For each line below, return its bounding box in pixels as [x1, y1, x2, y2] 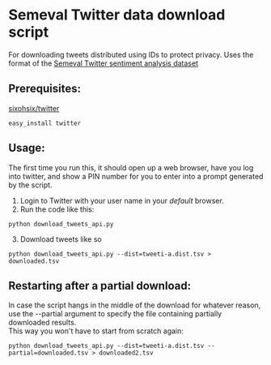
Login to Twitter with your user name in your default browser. [19, 195, 224, 205]
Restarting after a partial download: [8, 278, 192, 293]
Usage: [8, 141, 46, 155]
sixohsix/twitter [8, 103, 60, 113]
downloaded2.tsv [98, 349, 154, 358]
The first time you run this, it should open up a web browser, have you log [8, 162, 254, 172]
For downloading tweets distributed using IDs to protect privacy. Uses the [8, 49, 254, 59]
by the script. [8, 180, 53, 190]
